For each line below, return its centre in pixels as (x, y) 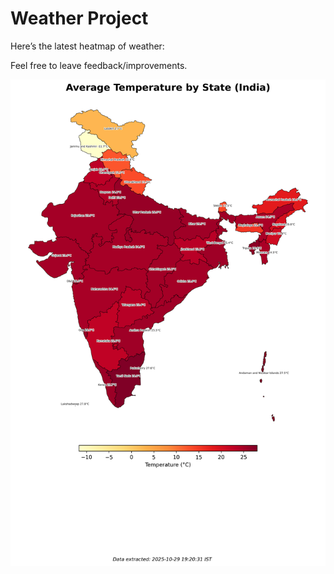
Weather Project (79, 18)
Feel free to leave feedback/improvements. (99, 65)
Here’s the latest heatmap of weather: (87, 46)
